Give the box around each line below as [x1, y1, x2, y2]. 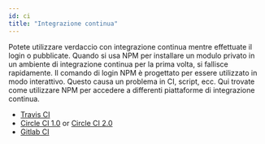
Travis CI [20, 109, 50, 119]
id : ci [8, 11, 31, 20]
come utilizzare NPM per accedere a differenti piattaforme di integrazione [8, 85, 255, 94]
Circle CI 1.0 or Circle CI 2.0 [20, 118, 113, 128]
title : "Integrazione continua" [8, 20, 118, 28]
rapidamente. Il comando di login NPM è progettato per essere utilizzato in [8, 68, 258, 77]
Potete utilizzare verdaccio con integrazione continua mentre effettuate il [8, 41, 253, 51]
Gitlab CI [20, 127, 50, 137]
